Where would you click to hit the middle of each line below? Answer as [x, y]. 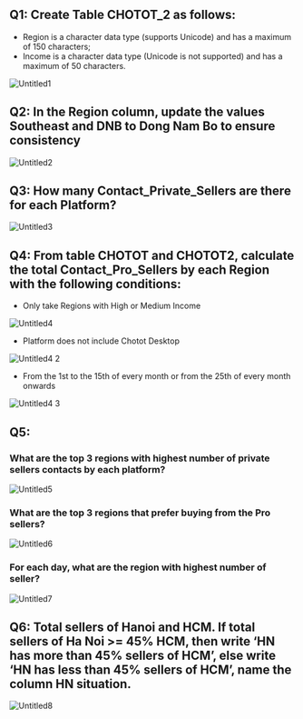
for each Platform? [63, 205]
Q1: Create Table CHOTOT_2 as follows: [122, 15]
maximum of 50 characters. [74, 65]
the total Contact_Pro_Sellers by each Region [140, 270]
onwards [39, 386]
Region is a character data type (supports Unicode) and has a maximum [157, 36]
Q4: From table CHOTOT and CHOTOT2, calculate [152, 255]
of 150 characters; [56, 46]
